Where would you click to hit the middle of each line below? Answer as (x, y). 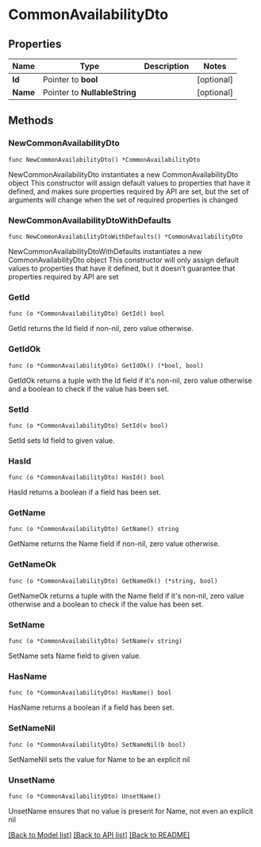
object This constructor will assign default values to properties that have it (129, 183)
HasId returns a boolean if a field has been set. (84, 492)
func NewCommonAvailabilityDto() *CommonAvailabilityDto (104, 160)
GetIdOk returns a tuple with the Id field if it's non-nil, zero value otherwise (130, 380)
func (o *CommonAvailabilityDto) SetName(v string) (95, 641)
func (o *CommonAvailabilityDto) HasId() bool (86, 478)
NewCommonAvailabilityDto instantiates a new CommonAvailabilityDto (123, 174)
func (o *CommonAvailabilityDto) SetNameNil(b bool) (97, 745)
